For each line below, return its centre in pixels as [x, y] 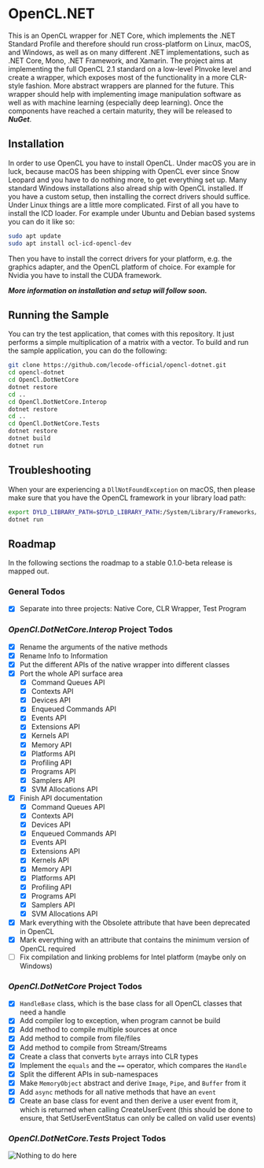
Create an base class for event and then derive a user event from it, [128, 1100]
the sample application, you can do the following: [88, 350]
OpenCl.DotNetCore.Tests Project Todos [87, 1138]
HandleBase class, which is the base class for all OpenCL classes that [130, 1003]
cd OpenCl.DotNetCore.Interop [58, 402]
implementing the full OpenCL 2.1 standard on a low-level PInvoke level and [130, 69]
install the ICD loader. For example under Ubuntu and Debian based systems [132, 213]
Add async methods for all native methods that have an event [117, 1092]
